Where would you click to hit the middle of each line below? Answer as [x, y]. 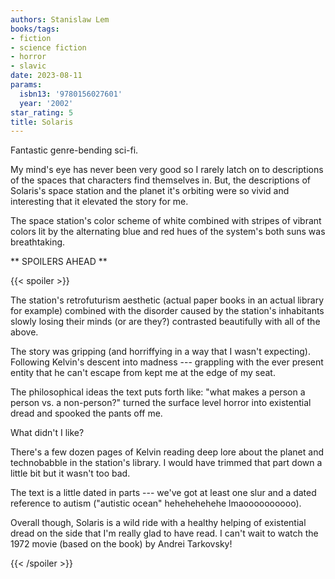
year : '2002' [46, 103]
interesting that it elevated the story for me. [99, 202]
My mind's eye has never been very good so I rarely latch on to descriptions [167, 170]
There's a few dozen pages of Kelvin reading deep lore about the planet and [167, 452]
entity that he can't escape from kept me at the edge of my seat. [143, 373]
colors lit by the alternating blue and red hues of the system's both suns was [168, 232]
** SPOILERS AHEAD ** [59, 262]
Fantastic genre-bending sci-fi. [74, 150]
